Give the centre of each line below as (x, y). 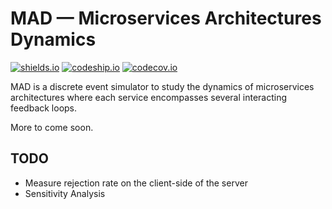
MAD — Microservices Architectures (166, 18)
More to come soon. (52, 127)
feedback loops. (44, 108)
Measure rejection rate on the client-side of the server (136, 183)
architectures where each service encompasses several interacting (149, 97)
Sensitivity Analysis (65, 193)
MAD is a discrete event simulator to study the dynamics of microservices (162, 86)
